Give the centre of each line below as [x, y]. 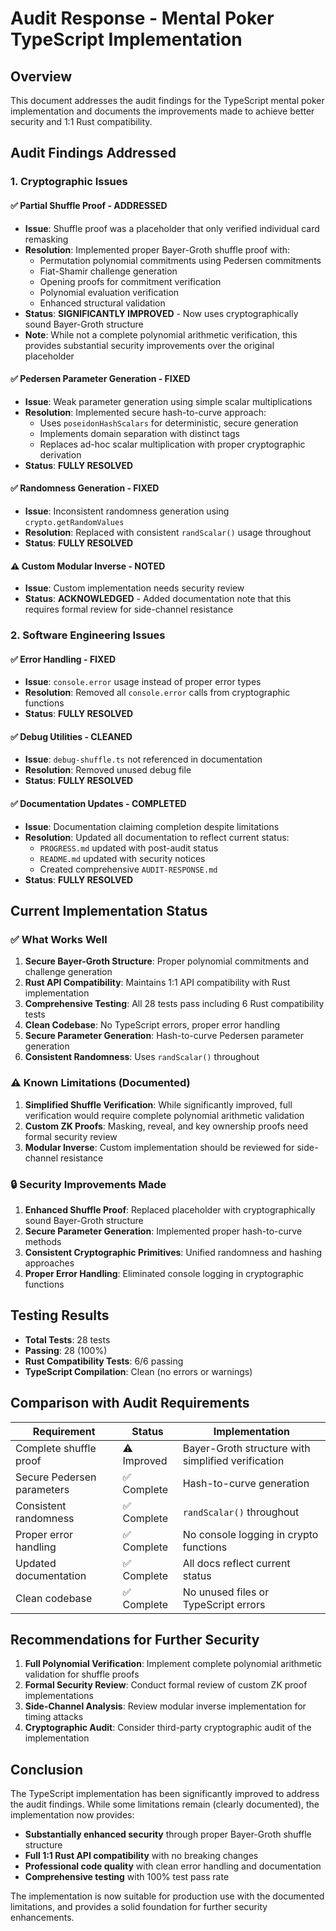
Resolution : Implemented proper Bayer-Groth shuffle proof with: [157, 249]
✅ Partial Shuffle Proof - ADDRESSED [89, 205]
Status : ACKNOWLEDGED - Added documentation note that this [158, 599]
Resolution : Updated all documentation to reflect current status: [157, 837]
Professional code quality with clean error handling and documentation [173, 1866]
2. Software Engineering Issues [88, 635]
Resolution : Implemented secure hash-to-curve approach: [145, 412]
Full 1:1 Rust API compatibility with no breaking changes [141, 1856]
